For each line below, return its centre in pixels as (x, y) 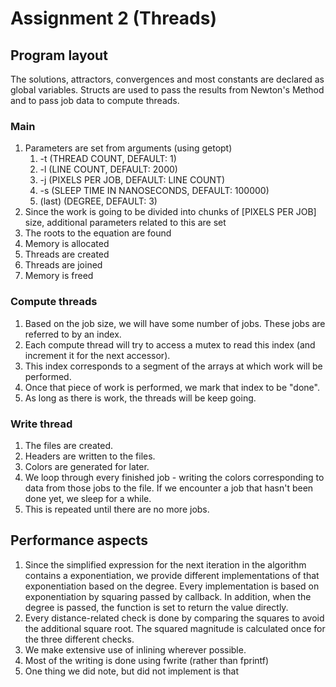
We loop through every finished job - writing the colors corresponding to (174, 477)
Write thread (41, 424)
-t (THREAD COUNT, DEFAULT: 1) (108, 159)
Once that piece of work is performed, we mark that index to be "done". (172, 387)
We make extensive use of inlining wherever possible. (135, 649)
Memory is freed (59, 276)
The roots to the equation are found (98, 233)
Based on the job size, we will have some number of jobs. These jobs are (175, 323)
